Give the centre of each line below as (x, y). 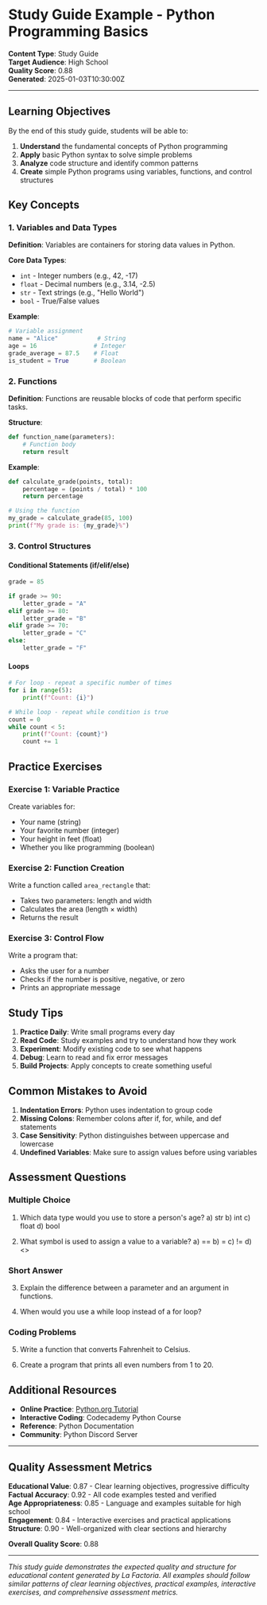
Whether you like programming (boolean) (87, 847)
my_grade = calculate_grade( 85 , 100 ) (71, 518)
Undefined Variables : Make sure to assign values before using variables (138, 1153)
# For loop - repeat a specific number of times (90, 683)
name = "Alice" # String (67, 339)
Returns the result (49, 918)
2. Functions (33, 381)
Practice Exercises (55, 766)
